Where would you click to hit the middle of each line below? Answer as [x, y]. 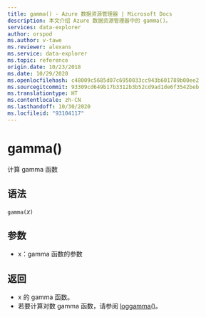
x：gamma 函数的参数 [50, 254]
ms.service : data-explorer [47, 54]
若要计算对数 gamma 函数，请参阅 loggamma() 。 [89, 306]
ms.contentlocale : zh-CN [44, 100]
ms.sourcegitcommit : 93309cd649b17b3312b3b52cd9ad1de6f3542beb [103, 87]
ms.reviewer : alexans [40, 47]
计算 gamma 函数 [33, 169]
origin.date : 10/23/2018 [44, 67]
